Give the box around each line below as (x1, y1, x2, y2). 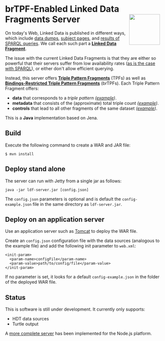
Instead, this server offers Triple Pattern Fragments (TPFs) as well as (5, 75, 146, 81)
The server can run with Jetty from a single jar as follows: (5, 178, 122, 184)
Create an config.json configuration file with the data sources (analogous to (5, 238, 160, 244)
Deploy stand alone (5, 165, 66, 173)
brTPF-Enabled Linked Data (5, 3, 119, 15)
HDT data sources (12, 316, 49, 322)
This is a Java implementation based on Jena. (5, 115, 98, 121)
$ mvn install (5, 151, 34, 156)
